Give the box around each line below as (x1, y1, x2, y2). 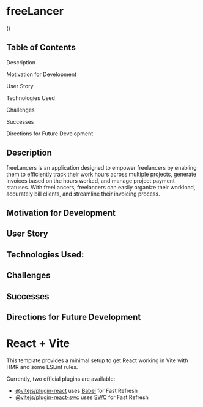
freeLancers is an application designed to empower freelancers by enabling (6, 164, 197, 171)
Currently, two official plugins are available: (6, 375, 116, 382)
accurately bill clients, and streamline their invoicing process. (6, 190, 160, 197)
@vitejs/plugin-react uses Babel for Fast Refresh (15, 387, 138, 394)
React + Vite (6, 337, 70, 351)
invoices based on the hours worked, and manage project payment (6, 177, 175, 184)
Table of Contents (6, 42, 76, 53)
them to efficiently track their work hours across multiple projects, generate (6, 170, 197, 178)
